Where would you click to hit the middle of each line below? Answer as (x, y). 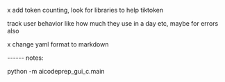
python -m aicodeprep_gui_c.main (56, 71)
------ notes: (25, 58)
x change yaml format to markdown (58, 44)
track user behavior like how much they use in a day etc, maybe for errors (113, 23)
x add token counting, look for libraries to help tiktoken (85, 10)
